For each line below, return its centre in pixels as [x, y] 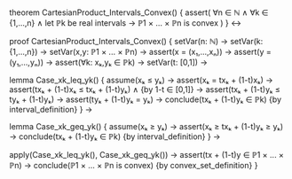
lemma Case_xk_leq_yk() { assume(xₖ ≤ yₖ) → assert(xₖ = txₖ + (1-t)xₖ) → [141, 80]
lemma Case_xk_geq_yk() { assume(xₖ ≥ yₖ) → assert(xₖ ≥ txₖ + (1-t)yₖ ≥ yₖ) [146, 126]
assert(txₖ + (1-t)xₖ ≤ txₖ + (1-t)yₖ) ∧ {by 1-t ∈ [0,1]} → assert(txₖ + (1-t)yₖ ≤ [145, 89]
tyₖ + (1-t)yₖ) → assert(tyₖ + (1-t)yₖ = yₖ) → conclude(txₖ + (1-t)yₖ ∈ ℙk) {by [146, 99]
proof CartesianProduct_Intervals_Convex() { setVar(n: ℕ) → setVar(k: [136, 41]
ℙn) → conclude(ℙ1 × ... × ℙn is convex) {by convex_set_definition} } [134, 165]
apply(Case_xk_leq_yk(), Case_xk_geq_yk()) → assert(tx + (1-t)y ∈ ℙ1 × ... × [146, 155]
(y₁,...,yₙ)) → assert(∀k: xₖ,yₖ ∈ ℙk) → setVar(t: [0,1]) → [109, 62]
